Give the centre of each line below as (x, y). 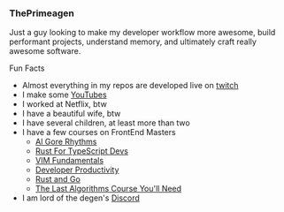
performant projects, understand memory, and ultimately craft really (133, 42)
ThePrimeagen (42, 13)
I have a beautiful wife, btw (71, 114)
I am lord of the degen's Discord (81, 198)
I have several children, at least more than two (106, 123)
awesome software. (45, 51)
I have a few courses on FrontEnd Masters (99, 132)
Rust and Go (58, 179)
